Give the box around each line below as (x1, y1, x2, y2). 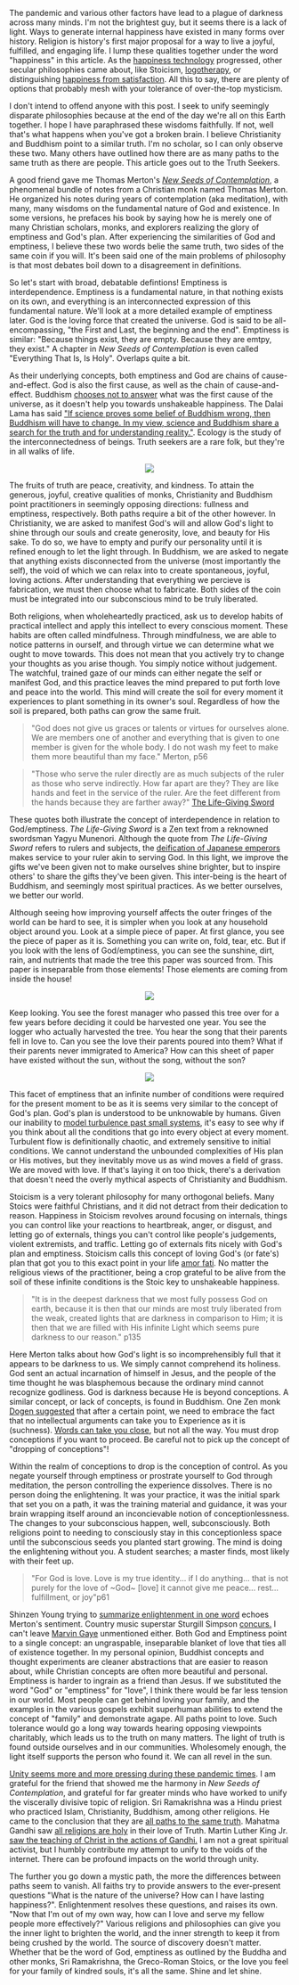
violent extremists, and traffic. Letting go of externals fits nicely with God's (9, 1239, 283, 1249)
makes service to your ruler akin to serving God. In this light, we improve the (9, 852, 289, 863)
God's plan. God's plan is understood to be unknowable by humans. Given (9, 1108, 282, 1118)
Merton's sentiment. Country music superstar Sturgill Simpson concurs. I (9, 1619, 277, 1629)
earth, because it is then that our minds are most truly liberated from (30, 1303, 282, 1314)
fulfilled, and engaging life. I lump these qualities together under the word (9, 45, 279, 56)
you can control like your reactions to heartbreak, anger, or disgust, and (9, 1220, 272, 1230)
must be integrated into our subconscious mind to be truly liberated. (9, 594, 259, 604)
